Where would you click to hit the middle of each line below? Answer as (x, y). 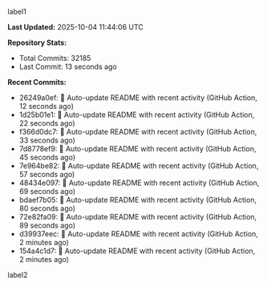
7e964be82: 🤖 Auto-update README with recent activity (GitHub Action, (139, 166)
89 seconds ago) (47, 225)
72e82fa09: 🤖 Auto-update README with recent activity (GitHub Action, (138, 217)
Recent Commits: (37, 82)
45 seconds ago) (47, 157)
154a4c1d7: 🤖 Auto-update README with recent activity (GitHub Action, (137, 251)
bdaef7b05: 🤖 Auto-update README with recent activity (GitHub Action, (138, 200)
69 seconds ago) (47, 191)
